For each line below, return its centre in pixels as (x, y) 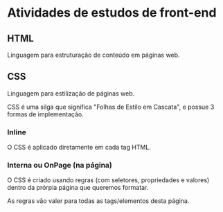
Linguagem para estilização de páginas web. (71, 93)
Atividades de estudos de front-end (112, 13)
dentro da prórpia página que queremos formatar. (78, 188)
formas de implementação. (46, 114)
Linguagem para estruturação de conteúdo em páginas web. (93, 55)
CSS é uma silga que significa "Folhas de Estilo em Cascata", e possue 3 (111, 107)
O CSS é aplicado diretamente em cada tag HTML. (79, 148)
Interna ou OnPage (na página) (60, 166)
